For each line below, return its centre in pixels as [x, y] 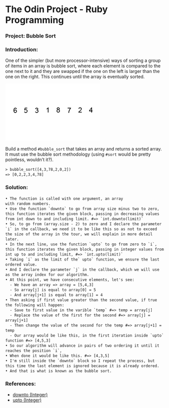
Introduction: [22, 50]
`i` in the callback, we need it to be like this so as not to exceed [81, 229]
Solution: [17, 188]
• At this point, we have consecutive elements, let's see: [70, 280]
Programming [35, 20]
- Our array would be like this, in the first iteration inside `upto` [87, 336]
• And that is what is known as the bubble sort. [59, 371]
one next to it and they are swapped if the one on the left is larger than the [83, 71]
